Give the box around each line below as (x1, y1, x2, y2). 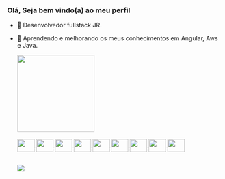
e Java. (16, 42, 38, 50)
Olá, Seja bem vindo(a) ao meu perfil (7, 5, 131, 15)
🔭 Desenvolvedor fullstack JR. (16, 21, 102, 29)
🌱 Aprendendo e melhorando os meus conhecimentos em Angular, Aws (16, 34, 218, 42)
